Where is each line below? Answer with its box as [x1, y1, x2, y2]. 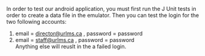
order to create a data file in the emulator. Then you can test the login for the [6, 12, 199, 19]
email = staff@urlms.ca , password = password [15, 37, 135, 43]
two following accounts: [6, 18, 67, 25]
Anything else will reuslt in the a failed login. [15, 43, 127, 50]
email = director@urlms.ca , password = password [15, 30, 143, 37]
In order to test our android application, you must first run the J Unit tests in [6, 5, 197, 12]
